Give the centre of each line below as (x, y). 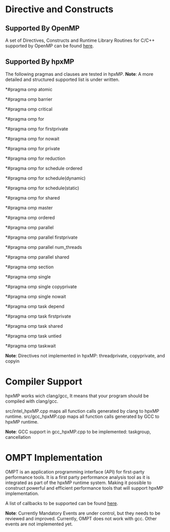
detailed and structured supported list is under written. (62, 79)
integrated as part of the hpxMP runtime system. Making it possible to (78, 483)
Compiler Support (44, 382)
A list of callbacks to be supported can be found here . (62, 503)
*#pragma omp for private (33, 148)
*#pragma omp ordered (30, 217)
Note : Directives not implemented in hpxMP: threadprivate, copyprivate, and (85, 355)
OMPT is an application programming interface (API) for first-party (75, 471)
